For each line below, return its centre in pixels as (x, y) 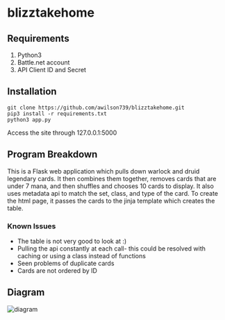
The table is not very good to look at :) (72, 241)
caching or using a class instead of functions (81, 255)
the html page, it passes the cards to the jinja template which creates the (111, 201)
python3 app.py (29, 119)
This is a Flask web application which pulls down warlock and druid (103, 171)
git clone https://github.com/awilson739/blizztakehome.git (96, 108)
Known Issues (32, 226)
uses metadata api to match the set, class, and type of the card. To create (113, 193)
